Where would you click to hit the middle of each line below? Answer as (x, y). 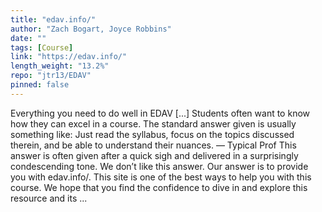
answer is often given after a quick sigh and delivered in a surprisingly (154, 155)
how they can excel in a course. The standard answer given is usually (153, 123)
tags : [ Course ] (42, 47)
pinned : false (40, 85)
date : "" (28, 38)
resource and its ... (49, 198)
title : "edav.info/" (53, 19)
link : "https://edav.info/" (69, 57)
